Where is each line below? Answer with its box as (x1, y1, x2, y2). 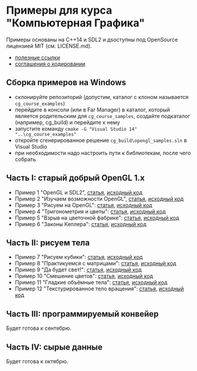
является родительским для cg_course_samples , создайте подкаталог (14, 112, 190, 119)
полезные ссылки (14, 54, 61, 61)
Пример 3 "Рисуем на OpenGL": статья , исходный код (14, 201, 153, 209)
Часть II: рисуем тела (6, 237, 90, 248)
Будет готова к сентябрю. (6, 324, 71, 332)
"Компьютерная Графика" (6, 16, 145, 30)
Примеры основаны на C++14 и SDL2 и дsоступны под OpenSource (6, 36, 179, 43)
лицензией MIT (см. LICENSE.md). (6, 42, 92, 50)
